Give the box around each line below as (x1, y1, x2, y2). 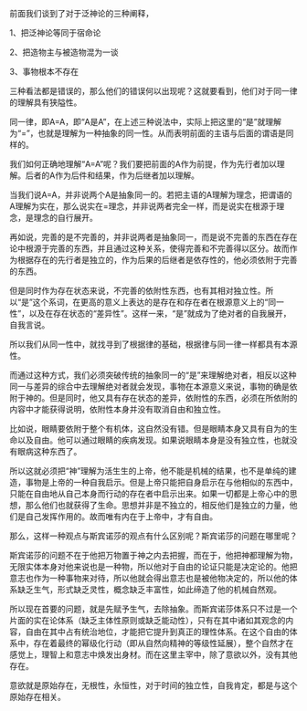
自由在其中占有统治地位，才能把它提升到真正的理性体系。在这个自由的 (25, 626, 290, 637)
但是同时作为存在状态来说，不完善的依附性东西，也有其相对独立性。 (9, 286, 266, 296)
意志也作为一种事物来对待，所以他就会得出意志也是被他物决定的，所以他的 (9, 573, 290, 583)
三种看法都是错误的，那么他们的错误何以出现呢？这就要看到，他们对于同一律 (9, 86, 298, 96)
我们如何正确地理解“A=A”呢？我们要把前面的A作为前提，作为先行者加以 (9, 159, 277, 169)
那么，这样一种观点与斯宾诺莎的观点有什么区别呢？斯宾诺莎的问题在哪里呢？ (9, 530, 298, 541)
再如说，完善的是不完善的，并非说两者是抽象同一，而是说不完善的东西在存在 (9, 232, 298, 242)
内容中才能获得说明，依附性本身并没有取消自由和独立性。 (9, 404, 226, 414)
